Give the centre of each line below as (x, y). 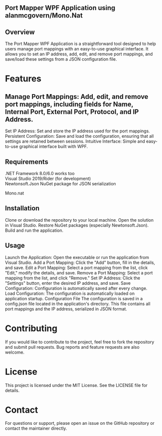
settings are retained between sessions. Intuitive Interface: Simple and (75, 141)
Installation (22, 208)
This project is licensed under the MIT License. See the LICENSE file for (76, 385)
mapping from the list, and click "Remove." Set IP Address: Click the (73, 278)
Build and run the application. (34, 230)
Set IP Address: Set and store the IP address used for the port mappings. (77, 131)
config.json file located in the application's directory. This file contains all (78, 304)
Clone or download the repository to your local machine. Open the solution (79, 220)
